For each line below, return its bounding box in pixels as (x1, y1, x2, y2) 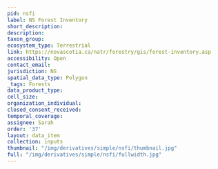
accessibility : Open (7, 55, 67, 62)
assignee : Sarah (7, 119, 54, 126)
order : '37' (7, 126, 41, 132)
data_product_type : (7, 87, 63, 94)
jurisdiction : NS (7, 68, 57, 74)
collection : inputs (7, 139, 63, 146)
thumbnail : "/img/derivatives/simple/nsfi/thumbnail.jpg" (7, 145, 177, 152)
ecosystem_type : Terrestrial (7, 42, 91, 49)
